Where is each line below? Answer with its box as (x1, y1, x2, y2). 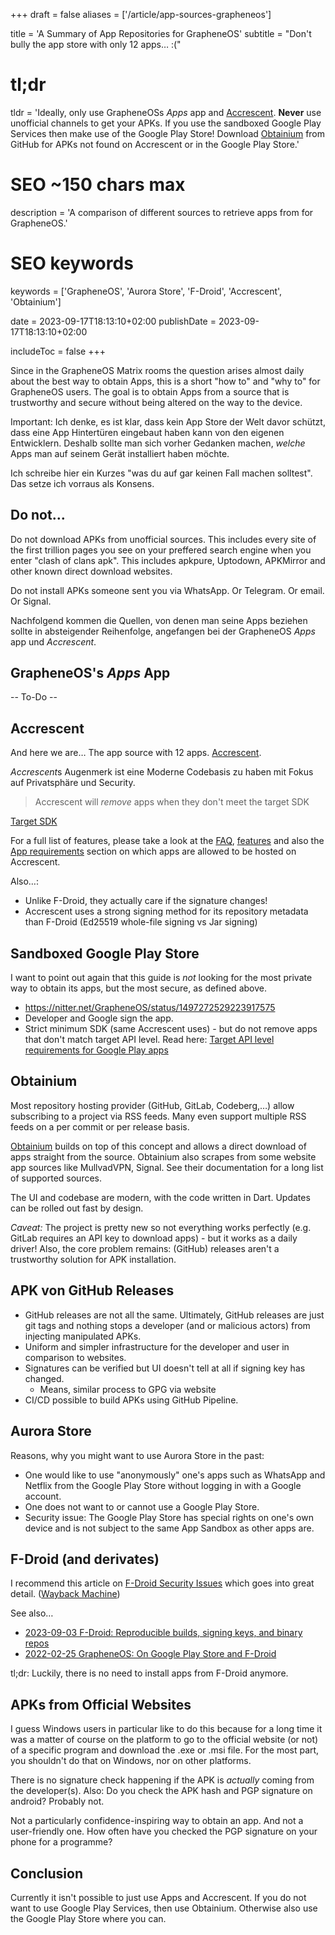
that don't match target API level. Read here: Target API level (24, 1034, 275, 1046)
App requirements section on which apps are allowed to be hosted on (10, 845, 297, 858)
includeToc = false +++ (10, 345, 106, 357)
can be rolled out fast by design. (10, 1202, 144, 1214)
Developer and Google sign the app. (24, 1012, 174, 1024)
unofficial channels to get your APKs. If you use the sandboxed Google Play (10, 117, 322, 129)
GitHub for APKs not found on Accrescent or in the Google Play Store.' (10, 138, 300, 150)
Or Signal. (10, 595, 52, 607)
